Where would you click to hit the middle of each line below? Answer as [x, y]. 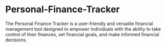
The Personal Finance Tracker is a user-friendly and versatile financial [79, 24]
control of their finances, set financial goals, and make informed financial [82, 34]
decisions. [16, 40]
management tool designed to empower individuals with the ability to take [83, 29]
